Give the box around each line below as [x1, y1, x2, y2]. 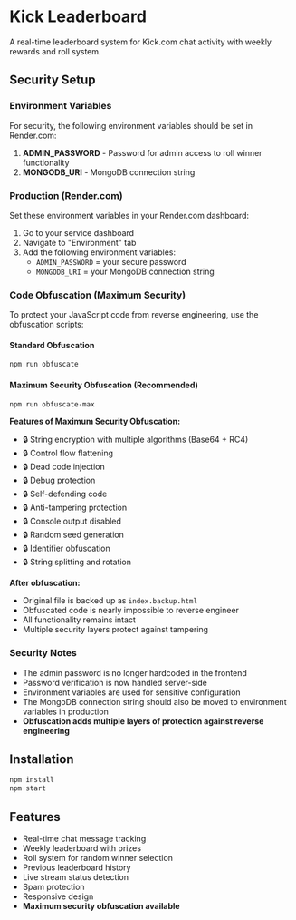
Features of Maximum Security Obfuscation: [9, 416, 181, 427]
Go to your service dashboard [22, 227, 134, 238]
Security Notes [9, 647, 77, 660]
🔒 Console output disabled [22, 515, 122, 527]
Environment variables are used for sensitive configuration [22, 687, 242, 698]
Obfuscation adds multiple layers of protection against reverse [22, 715, 264, 727]
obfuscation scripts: [9, 319, 84, 330]
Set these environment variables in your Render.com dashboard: [9, 210, 250, 220]
